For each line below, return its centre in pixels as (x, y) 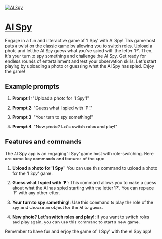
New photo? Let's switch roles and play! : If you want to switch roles (81, 217)
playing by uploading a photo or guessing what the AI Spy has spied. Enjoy (80, 66)
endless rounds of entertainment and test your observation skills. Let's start (81, 61)
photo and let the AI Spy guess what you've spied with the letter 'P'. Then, (79, 50)
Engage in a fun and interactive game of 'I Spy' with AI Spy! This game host (80, 40)
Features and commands (43, 142)
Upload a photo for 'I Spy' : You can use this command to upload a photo (85, 168)
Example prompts (32, 87)
